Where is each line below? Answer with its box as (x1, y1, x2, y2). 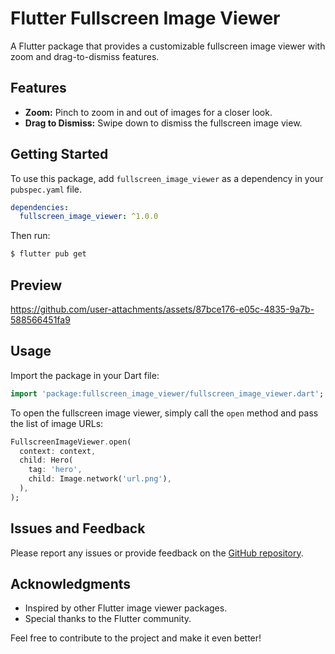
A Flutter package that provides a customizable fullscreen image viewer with (10, 40, 326, 52)
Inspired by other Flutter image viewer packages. (24, 602, 228, 614)
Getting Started (10, 146, 109, 163)
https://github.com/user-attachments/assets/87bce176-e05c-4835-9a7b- (10, 303, 315, 315)
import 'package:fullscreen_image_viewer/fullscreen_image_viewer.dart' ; (10, 388, 325, 399)
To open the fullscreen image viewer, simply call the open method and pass (10, 407, 319, 419)
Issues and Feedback (10, 520, 146, 537)
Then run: (10, 230, 51, 242)
